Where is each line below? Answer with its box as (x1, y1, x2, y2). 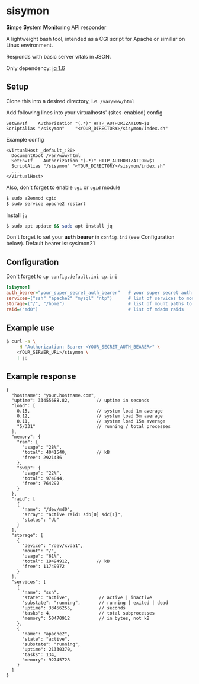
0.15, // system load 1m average (17, 408, 163, 414)
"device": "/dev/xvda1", (21, 542, 84, 549)
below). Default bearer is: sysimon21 (6, 240, 95, 247)
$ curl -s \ (6, 338, 36, 344)
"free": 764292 (21, 480, 60, 487)
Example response (6, 372, 76, 382)
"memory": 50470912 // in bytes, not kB (21, 615, 150, 621)
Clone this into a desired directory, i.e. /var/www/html (6, 97, 135, 104)
